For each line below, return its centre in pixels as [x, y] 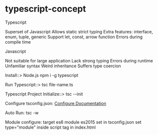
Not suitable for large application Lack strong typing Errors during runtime [79, 60]
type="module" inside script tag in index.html [50, 127]
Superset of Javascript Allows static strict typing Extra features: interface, [79, 31]
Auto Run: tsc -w [22, 113]
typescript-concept [45, 9]
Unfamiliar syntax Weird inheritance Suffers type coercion [63, 66]
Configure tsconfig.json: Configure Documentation [56, 103]
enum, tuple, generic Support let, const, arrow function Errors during [74, 37]
